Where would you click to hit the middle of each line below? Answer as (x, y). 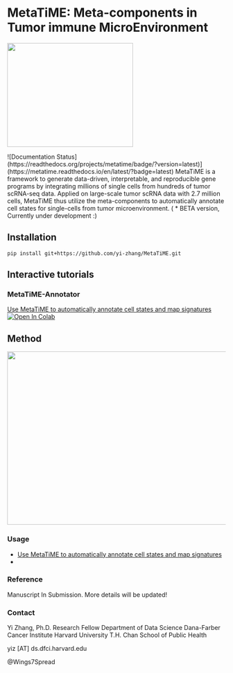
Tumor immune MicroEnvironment (108, 27)
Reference (25, 579)
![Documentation (31, 157)
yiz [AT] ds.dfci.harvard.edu (47, 649)
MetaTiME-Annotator (44, 295)
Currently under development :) (52, 216)
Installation (32, 237)
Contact (21, 613)
